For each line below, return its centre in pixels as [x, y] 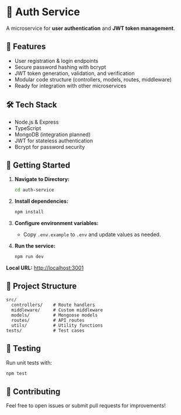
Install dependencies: [41, 201]
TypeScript [28, 128]
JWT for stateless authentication [54, 141]
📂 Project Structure [41, 286]
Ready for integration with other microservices [70, 86]
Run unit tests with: [29, 362]
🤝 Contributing [33, 391]
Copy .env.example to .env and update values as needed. [92, 234]
